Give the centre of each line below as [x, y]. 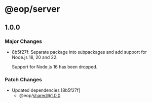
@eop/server [32, 9]
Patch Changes [23, 79]
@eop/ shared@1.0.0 [40, 96]
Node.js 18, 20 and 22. [35, 57]
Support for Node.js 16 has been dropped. [55, 67]
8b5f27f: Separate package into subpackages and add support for [79, 52]
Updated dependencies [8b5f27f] [46, 90]
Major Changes [23, 41]
